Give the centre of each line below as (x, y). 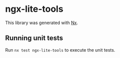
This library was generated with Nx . (42, 23)
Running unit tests (34, 38)
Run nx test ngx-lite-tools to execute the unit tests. (60, 50)
